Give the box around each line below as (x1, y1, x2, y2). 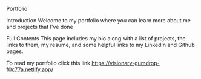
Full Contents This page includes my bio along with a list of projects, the (6, 35, 186, 42)
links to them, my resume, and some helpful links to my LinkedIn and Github (6, 42, 195, 48)
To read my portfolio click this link (6, 60, 91, 66)
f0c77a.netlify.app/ (6, 66, 53, 73)
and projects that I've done (6, 24, 74, 30)
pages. (6, 48, 24, 55)
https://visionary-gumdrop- (91, 60, 160, 66)
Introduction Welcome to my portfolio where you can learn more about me (6, 17, 191, 24)
